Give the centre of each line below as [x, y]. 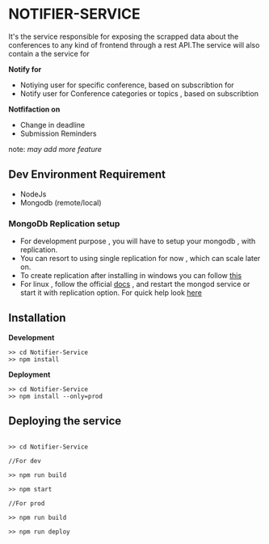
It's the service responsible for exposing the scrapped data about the [124, 36]
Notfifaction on [34, 109]
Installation [37, 318]
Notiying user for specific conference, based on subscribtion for [127, 85]
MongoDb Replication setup [64, 223]
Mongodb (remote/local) [61, 202]
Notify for [25, 69]
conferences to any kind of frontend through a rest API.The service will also [134, 44]
